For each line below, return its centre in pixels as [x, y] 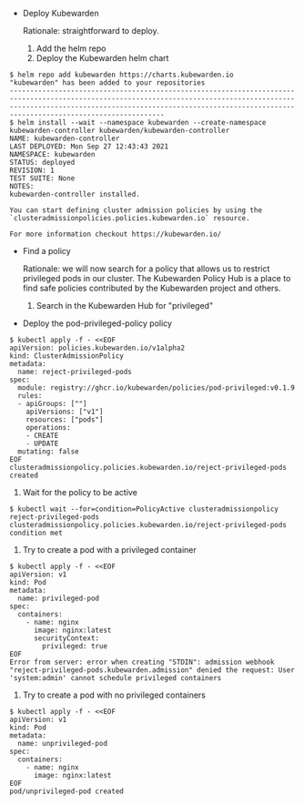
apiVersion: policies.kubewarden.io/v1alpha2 [97, 348]
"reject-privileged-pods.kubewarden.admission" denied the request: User [152, 670]
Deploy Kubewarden [61, 13]
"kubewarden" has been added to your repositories [107, 83]
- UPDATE [42, 443]
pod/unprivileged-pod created [67, 791]
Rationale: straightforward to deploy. [91, 31]
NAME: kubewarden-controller [65, 138]
